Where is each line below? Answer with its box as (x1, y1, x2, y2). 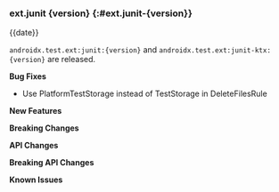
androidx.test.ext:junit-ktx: (159, 46, 272, 55)
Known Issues (9, 174, 63, 185)
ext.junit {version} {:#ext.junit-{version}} (9, 7, 193, 20)
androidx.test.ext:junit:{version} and (9, 44, 158, 55)
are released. (47, 54, 96, 65)
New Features (9, 106, 62, 116)
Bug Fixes (9, 71, 47, 82)
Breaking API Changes (9, 157, 94, 168)
